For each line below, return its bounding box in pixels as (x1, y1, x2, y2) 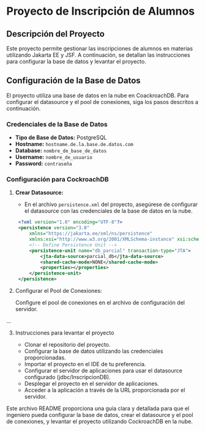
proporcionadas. (24, 354, 66, 361)
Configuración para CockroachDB (6, 175, 109, 184)
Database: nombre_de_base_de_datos (15, 147, 107, 154)
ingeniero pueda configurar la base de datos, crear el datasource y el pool (6, 411, 194, 419)
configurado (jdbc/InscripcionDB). (24, 374, 111, 381)
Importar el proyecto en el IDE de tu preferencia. (24, 361, 146, 368)
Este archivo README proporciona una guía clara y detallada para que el (6, 405, 190, 412)
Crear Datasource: (15, 189, 64, 196)
